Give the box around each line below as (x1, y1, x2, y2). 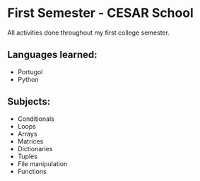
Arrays (17, 129, 37, 138)
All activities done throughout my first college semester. (7, 28, 170, 37)
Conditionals (17, 115, 54, 123)
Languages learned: (7, 49, 98, 61)
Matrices (17, 136, 44, 146)
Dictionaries (17, 144, 53, 153)
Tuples (17, 152, 37, 160)
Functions (17, 167, 47, 175)
